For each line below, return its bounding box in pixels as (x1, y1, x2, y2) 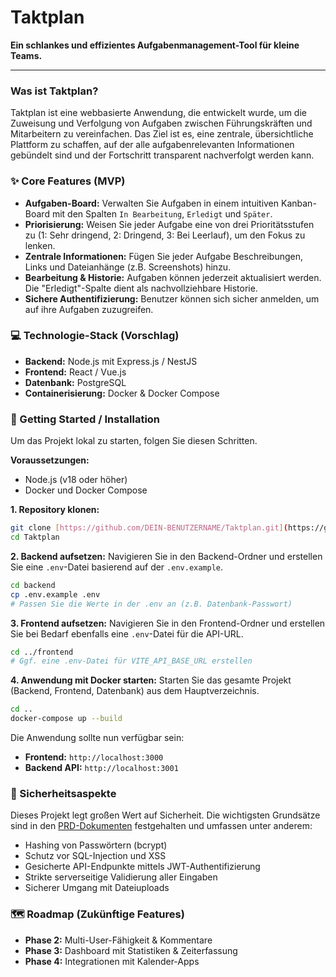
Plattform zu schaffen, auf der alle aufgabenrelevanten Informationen (10, 139, 295, 151)
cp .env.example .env (10, 589, 101, 600)
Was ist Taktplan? (10, 84, 99, 98)
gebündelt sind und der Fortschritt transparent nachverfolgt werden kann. (10, 149, 315, 161)
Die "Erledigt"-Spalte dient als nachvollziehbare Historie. (24, 282, 258, 294)
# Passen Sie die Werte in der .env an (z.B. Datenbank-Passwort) (10, 599, 293, 609)
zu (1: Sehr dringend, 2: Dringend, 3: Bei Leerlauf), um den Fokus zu (24, 229, 306, 241)
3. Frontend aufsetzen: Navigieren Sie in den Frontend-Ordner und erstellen (10, 617, 326, 629)
